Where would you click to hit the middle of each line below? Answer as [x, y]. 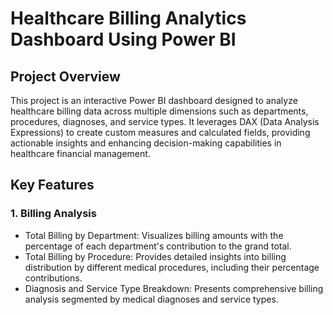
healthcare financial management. [80, 153]
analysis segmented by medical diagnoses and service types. [151, 299]
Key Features [52, 185]
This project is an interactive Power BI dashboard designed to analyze [154, 100]
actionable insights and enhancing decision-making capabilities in [146, 143]
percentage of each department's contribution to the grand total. [158, 246]
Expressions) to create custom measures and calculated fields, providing [160, 132]
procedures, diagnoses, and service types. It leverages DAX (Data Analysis [165, 121]
